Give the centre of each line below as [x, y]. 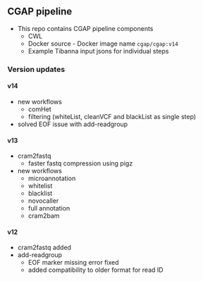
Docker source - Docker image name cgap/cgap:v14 [103, 43]
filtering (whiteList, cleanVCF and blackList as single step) [112, 116]
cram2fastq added [44, 248]
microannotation [52, 178]
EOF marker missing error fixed [73, 263]
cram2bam [44, 216]
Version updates [36, 69]
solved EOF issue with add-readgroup [73, 124]
